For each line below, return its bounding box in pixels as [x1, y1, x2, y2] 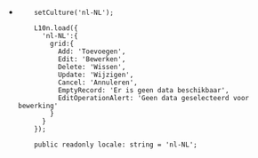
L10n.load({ [34, 24, 78, 33]
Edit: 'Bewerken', [57, 55, 126, 64]
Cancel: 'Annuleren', [57, 78, 138, 87]
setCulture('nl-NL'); [34, 8, 114, 17]
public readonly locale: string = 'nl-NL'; [34, 140, 198, 149]
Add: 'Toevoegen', [57, 47, 126, 56]
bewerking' [17, 101, 59, 110]
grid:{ [50, 39, 75, 48]
